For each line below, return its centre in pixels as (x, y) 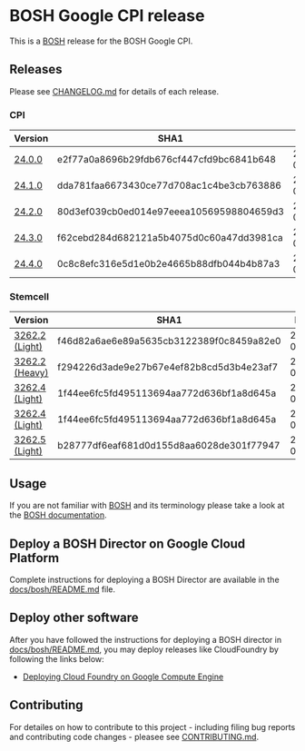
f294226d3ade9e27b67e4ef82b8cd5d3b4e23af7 (168, 367)
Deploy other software (74, 618)
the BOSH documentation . (58, 515)
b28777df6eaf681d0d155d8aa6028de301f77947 (169, 446)
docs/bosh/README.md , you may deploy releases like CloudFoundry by (144, 649)
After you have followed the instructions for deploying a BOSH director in (146, 639)
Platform (34, 558)
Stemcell (30, 296)
